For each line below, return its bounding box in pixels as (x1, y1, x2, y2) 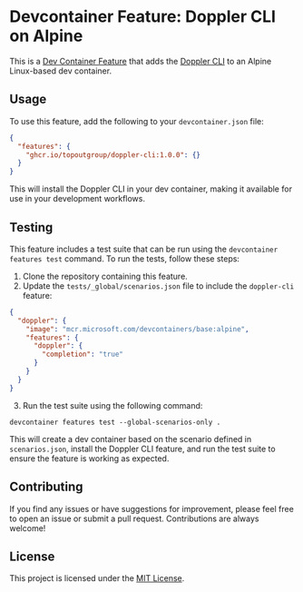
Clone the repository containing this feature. (22, 271, 188, 281)
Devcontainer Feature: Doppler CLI (9, 6, 277, 27)
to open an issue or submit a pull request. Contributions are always (9, 513, 259, 524)
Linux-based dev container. (9, 65, 112, 76)
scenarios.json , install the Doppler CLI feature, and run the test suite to (9, 443, 276, 454)
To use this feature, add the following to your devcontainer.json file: (9, 115, 265, 126)
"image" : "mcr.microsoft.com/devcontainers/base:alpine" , (25, 324, 249, 333)
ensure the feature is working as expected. (9, 452, 170, 464)
